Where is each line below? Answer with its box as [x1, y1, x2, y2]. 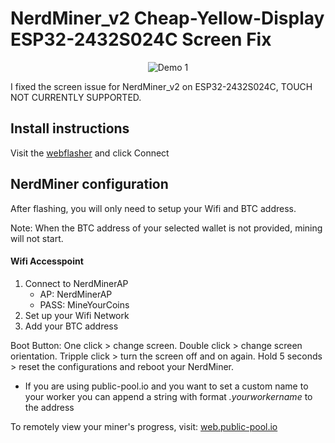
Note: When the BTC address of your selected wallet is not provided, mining [10, 222, 323, 234]
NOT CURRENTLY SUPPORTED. [10, 91, 142, 103]
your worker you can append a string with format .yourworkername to [24, 390, 313, 402]
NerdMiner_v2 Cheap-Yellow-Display [10, 7, 325, 30]
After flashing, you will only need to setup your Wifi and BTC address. [10, 202, 297, 214]
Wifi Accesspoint [10, 255, 84, 267]
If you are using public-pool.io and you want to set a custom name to [24, 380, 309, 392]
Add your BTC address [24, 320, 119, 332]
